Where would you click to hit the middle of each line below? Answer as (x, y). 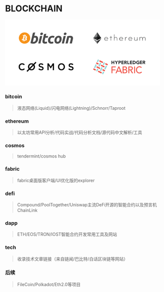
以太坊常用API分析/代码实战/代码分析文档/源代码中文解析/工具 (80, 132)
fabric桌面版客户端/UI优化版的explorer (56, 180)
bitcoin (14, 97)
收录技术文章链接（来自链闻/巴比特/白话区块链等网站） (72, 259)
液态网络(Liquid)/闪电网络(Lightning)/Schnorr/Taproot (71, 108)
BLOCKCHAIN (34, 9)
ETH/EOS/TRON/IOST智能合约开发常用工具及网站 (67, 234)
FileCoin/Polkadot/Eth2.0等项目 (49, 284)
